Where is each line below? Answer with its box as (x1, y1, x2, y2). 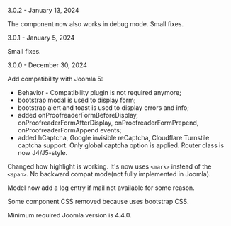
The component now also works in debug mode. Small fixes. (7, 20, 184, 28)
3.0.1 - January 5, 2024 (7, 33, 75, 42)
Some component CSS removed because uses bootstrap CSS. (7, 198, 189, 205)
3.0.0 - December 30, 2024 (7, 61, 87, 69)
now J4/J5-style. (17, 149, 68, 157)
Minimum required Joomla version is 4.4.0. (7, 211, 133, 219)
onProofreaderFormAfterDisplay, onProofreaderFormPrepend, (17, 118, 199, 127)
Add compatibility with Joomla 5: (7, 74, 103, 83)
